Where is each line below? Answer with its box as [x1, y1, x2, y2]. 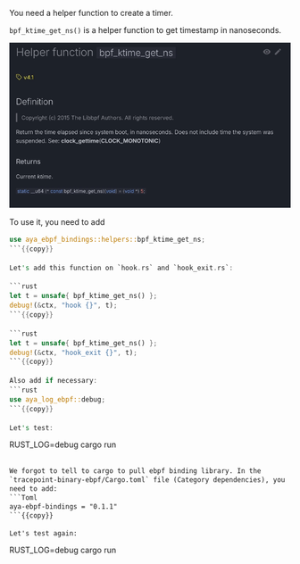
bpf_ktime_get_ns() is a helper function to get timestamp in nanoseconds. [9, 25, 282, 35]
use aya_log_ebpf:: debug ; [9, 394, 105, 404]
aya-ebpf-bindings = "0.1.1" [9, 502, 118, 511]
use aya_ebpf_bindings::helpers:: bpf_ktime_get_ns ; [9, 236, 205, 245]
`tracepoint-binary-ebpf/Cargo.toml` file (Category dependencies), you [9, 476, 286, 485]
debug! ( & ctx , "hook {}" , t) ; [9, 301, 118, 311]
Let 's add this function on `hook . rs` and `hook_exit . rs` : [9, 263, 234, 272]
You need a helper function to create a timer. [9, 8, 174, 18]
